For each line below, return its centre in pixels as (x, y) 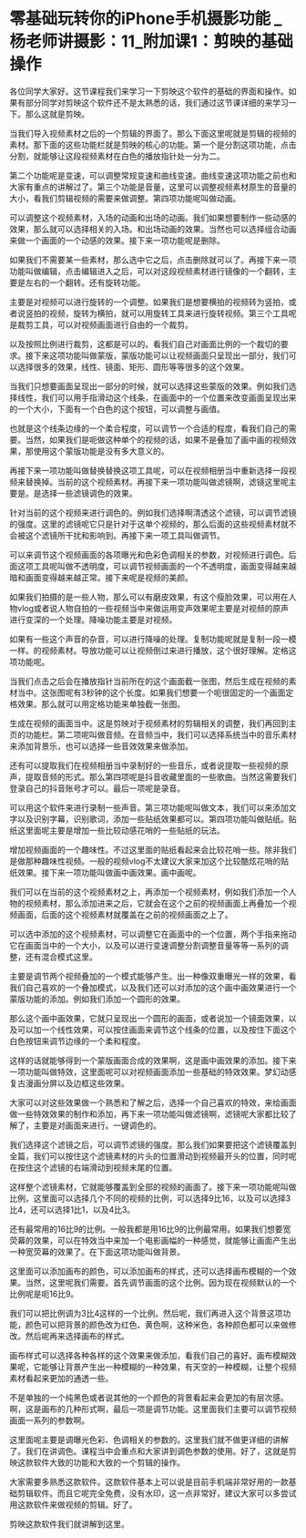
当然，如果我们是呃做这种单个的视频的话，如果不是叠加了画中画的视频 (157, 439)
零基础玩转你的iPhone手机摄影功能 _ (146, 19)
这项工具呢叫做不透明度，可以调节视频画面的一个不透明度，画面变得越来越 (157, 566)
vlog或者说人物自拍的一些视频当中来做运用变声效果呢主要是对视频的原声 (153, 608)
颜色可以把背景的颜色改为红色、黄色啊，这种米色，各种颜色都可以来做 (157, 1324)
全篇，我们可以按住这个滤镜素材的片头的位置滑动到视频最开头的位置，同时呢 (153, 1156)
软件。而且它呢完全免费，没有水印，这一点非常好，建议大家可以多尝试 (165, 1493)
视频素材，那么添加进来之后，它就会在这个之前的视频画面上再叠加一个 (157, 903)
